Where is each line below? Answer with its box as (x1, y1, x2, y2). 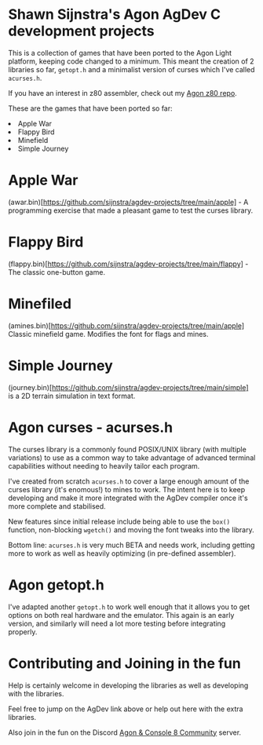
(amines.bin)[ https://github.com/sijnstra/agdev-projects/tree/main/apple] (8, 320, 245, 331)
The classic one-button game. (8, 267, 106, 276)
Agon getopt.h (8, 575, 104, 593)
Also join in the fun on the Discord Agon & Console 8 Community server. (8, 728, 242, 737)
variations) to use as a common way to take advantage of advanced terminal (8, 453, 256, 462)
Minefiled (8, 295, 72, 312)
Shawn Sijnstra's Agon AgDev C (8, 5, 221, 24)
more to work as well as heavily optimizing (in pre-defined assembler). (8, 548, 236, 558)
